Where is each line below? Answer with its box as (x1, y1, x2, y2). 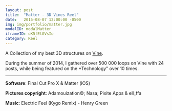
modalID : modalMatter (5, 27, 52, 32)
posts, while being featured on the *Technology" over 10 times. (5, 65, 139, 72)
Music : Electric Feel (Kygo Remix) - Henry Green (5, 100, 109, 106)
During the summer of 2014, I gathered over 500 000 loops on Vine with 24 (5, 60, 164, 66)
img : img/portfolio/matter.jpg (5, 21, 72, 27)
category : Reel (5, 36, 38, 41)
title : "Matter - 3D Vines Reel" (5, 12, 79, 17)
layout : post (5, 7, 33, 13)
